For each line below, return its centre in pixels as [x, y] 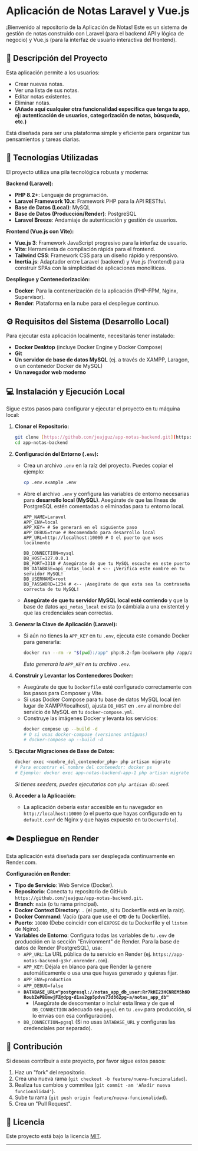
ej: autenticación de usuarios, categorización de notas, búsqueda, [98, 115]
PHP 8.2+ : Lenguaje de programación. [61, 195]
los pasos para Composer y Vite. [63, 693]
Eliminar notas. [33, 103]
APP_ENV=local [41, 522]
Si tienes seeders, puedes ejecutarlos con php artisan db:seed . [92, 784]
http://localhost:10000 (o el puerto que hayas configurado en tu [103, 813]
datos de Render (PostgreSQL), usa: [58, 948]
